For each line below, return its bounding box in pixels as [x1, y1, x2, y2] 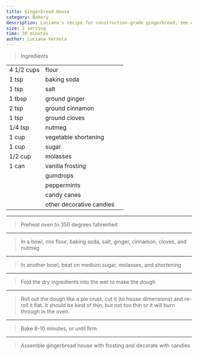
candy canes [45, 191, 81, 199]
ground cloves [45, 114, 85, 122]
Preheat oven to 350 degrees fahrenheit [20, 221, 118, 228]
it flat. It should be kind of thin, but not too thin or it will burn [29, 302, 175, 308]
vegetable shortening [45, 133, 104, 141]
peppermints [45, 181, 81, 189]
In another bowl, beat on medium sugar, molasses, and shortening [20, 262, 181, 268]
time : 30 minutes [6, 31, 49, 37]
